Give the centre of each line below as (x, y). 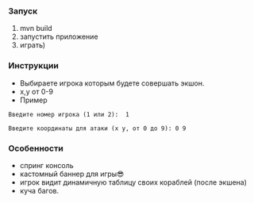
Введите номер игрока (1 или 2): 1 (69, 114)
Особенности (36, 148)
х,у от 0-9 (37, 91)
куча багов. (39, 190)
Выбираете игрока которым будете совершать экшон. (112, 83)
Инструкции (34, 66)
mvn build (36, 29)
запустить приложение (59, 36)
